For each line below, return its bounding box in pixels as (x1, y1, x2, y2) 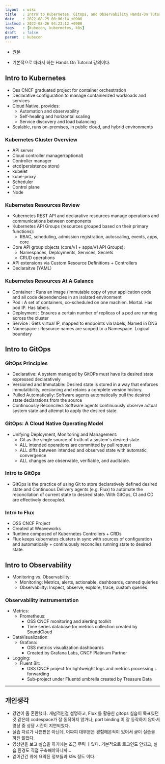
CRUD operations (19, 255, 55, 261)
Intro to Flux (5, 509, 34, 516)
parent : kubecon (5, 35, 43, 40)
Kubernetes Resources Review (5, 201, 80, 208)
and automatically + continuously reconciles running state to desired (12, 541, 151, 547)
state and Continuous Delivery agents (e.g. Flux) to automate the (12, 486, 143, 492)
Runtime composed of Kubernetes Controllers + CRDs (12, 531, 122, 537)
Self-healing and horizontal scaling (19, 113, 90, 119)
